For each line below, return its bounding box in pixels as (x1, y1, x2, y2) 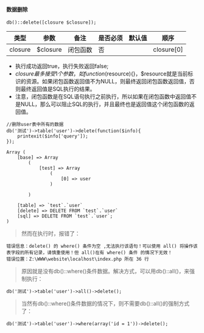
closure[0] (153, 46, 184, 54)
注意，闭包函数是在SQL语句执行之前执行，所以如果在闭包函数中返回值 (15, 93, 192, 100)
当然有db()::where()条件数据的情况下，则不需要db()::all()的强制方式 (21, 300, 190, 307)
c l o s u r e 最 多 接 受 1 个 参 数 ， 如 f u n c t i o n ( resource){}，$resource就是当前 (15, 70, 188, 77)
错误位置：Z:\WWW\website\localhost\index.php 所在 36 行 (6, 256, 149, 262)
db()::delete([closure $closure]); (6, 19, 97, 26)
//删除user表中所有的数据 (6, 122, 64, 128)
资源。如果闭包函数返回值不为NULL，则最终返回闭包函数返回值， (26, 78, 190, 85)
